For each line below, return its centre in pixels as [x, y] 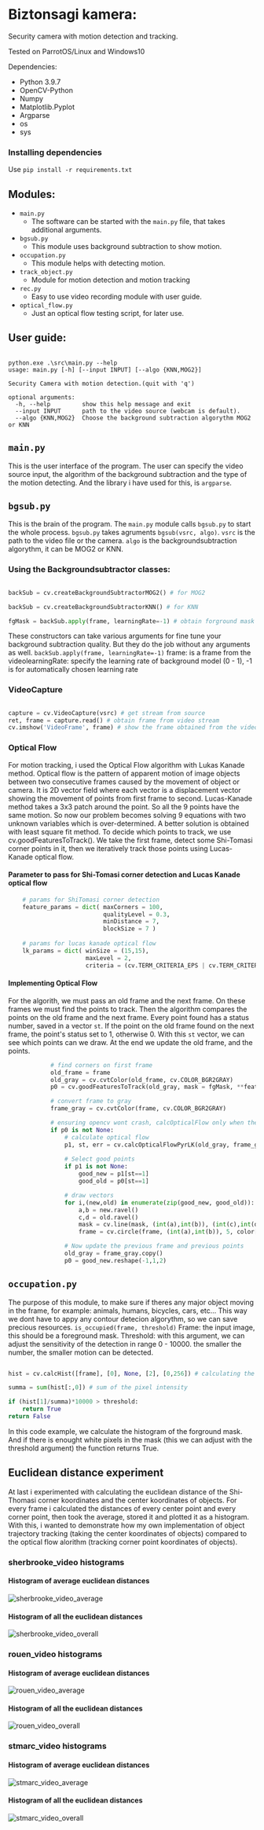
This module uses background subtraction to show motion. [126, 247]
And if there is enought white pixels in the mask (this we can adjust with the [130, 1439]
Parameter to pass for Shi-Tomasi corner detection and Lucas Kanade [125, 875]
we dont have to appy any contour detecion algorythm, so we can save [123, 1318]
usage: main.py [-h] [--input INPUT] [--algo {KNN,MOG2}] [105, 370]
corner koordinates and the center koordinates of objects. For [137, 1500]
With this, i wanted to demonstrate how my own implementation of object [126, 1525]
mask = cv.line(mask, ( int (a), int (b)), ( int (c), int [165, 1225]
